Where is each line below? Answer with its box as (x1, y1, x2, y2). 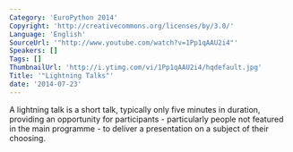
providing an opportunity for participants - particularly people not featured (9, 114, 284, 124)
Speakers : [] (9, 46, 58, 55)
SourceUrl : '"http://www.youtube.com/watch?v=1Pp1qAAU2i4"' (9, 38, 239, 47)
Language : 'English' (9, 30, 87, 38)
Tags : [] (9, 55, 42, 63)
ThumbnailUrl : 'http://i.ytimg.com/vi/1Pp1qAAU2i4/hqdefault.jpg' (9, 63, 263, 72)
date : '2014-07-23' (9, 80, 82, 89)
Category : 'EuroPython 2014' (9, 13, 118, 22)
